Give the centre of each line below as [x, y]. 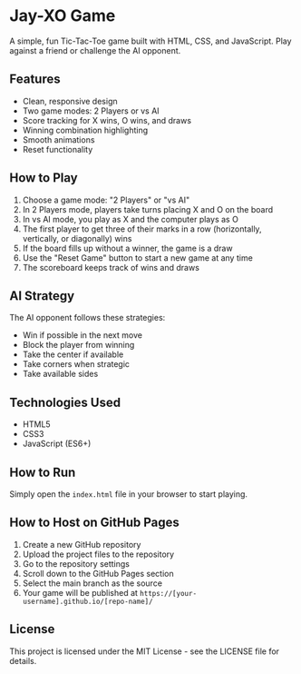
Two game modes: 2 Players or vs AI [91, 111]
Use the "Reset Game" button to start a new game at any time [138, 258]
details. [23, 660]
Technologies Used [65, 402]
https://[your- [169, 593]
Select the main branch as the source [92, 583]
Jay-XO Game [63, 16]
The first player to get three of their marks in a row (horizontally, [142, 229]
